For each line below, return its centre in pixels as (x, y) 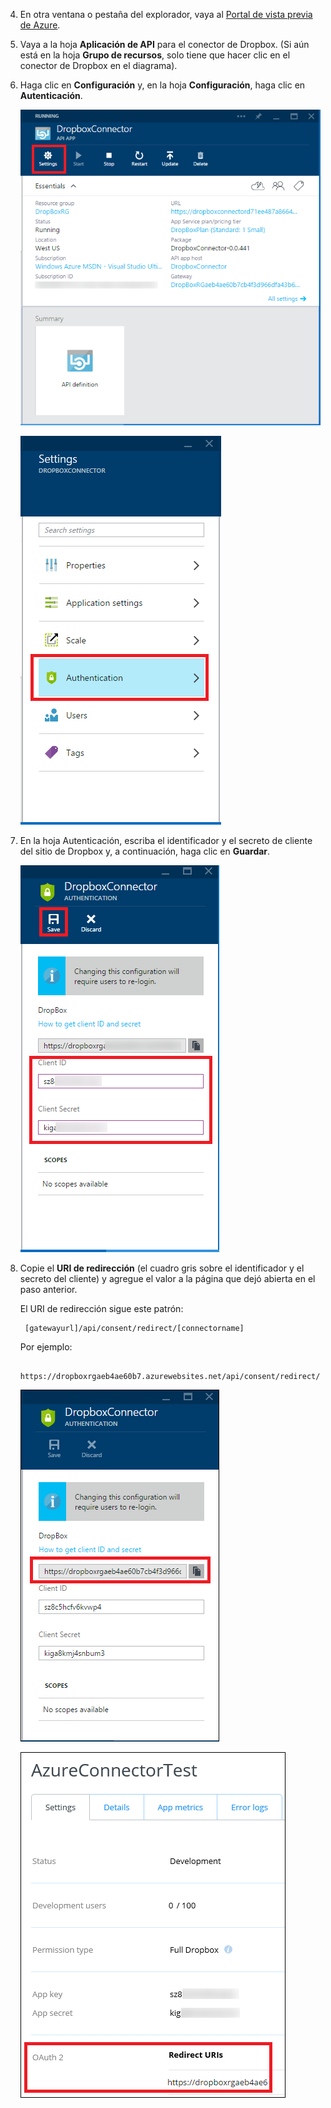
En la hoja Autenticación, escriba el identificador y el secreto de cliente (166, 841)
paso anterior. (48, 1290)
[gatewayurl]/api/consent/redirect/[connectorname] (134, 1329)
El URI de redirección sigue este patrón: (101, 1309)
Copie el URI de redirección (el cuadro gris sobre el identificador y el (162, 1268)
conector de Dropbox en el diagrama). (98, 65)
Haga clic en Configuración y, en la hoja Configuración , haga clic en (162, 85)
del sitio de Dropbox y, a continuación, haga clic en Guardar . (145, 851)
